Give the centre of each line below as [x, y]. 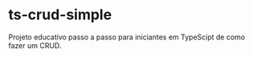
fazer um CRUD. [35, 45]
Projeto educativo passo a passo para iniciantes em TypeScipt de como [127, 37]
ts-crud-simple [60, 15]
